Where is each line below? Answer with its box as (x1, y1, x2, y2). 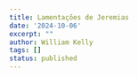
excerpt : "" (9, 29, 53, 38)
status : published (9, 54, 77, 63)
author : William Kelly (9, 37, 93, 47)
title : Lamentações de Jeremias (9, 12, 129, 22)
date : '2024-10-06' (9, 21, 82, 30)
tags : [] (9, 46, 42, 55)
